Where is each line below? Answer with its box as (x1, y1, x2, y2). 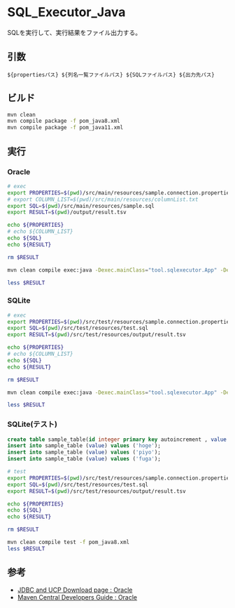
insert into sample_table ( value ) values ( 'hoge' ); (7, 442, 161, 449)
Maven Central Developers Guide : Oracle (17, 593, 138, 601)
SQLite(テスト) (7, 419, 58, 429)
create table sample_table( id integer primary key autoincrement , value (7, 436, 227, 443)
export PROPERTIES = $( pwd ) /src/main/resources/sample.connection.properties (7, 189, 233, 197)
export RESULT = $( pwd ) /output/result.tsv (7, 209, 127, 216)
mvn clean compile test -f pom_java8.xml (7, 538, 130, 546)
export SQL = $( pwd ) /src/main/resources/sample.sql (7, 202, 155, 209)
